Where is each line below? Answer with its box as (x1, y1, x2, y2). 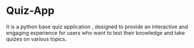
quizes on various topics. (6, 35, 67, 42)
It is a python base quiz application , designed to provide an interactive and (6, 23, 188, 30)
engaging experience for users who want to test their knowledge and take (6, 29, 185, 36)
